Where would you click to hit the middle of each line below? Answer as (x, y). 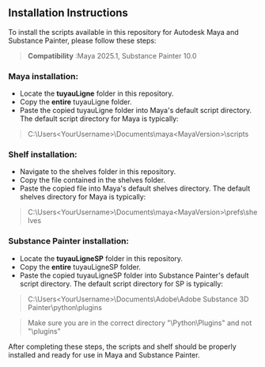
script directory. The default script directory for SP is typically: (121, 283)
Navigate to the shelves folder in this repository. (98, 172)
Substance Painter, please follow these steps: (82, 40)
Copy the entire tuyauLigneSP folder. (80, 267)
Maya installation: (44, 76)
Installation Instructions (68, 13)
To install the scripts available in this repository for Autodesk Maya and (123, 32)
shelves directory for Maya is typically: (83, 197)
